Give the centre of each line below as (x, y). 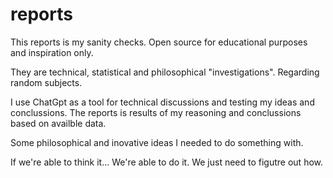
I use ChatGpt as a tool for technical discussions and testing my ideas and (162, 102)
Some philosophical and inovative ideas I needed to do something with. (157, 142)
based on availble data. (58, 123)
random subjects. (46, 82)
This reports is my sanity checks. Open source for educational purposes (159, 42)
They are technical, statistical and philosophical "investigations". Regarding (165, 72)
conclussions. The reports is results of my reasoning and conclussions (156, 112)
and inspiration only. (52, 52)
